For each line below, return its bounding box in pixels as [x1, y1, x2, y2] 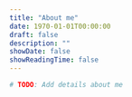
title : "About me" [9, 13, 79, 23]
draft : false [9, 30, 59, 39]
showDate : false [9, 47, 71, 56]
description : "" [9, 38, 71, 48]
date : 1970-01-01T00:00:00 [9, 22, 111, 31]
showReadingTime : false [9, 55, 99, 64]
